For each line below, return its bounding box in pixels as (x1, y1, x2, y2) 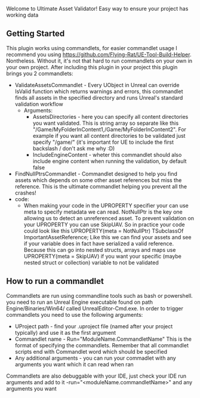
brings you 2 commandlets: (6, 70, 73, 77)
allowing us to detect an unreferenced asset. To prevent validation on (23, 214, 194, 221)
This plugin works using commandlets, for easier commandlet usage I (6, 44, 177, 51)
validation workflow (14, 100, 64, 107)
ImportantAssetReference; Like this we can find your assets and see (23, 233, 192, 240)
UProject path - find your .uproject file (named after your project (14, 322, 173, 330)
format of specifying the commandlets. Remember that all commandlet (14, 341, 189, 348)
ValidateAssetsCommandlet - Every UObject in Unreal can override (14, 81, 180, 88)
